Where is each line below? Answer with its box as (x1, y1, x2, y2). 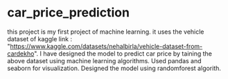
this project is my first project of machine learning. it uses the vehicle (7, 27, 204, 36)
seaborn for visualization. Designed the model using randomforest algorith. (7, 64, 222, 72)
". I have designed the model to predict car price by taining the (33, 49, 213, 58)
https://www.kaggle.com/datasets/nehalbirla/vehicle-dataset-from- (10, 42, 203, 50)
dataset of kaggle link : (7, 34, 73, 43)
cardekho (7, 49, 35, 58)
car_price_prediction (7, 5, 130, 21)
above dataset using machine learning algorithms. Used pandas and (7, 56, 202, 65)
